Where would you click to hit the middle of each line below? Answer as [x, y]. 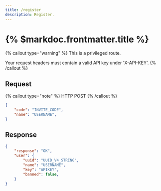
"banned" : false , [41, 174]
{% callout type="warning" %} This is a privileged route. [63, 53]
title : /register [23, 10]
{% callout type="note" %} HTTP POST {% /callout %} [61, 96]
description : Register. [30, 15]
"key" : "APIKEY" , [41, 169]
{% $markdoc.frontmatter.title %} [77, 39]
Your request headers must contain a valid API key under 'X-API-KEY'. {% [81, 63]
